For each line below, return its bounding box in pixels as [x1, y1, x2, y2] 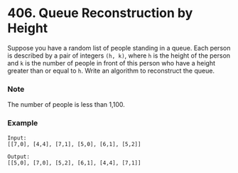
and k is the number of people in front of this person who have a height [7, 58, 215, 67]
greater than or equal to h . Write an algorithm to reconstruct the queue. [7, 66, 215, 75]
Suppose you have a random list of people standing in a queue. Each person [7, 43, 231, 52]
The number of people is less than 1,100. [7, 100, 126, 109]
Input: [7, 134, 27, 142]
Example [7, 118, 38, 128]
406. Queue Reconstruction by [7, 5, 193, 21]
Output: [7, 153, 31, 160]
